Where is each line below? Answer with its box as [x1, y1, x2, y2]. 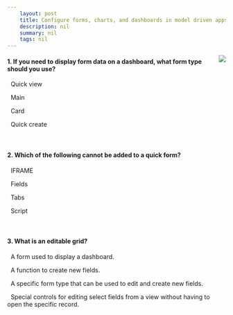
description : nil [19, 23, 70, 30]
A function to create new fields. [10, 266, 101, 274]
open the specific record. [7, 300, 80, 308]
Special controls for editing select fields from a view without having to [10, 292, 210, 301]
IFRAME [10, 166, 33, 174]
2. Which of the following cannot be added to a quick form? [7, 150, 182, 159]
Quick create [10, 120, 47, 129]
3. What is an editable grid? [7, 237, 88, 246]
